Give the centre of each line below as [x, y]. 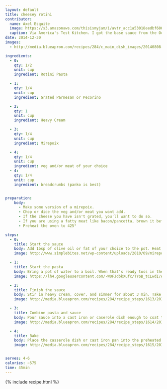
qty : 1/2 [23, 65]
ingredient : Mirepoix [36, 143]
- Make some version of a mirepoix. [56, 207]
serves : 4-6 [17, 359]
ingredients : [19, 56]
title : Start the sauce [39, 244]
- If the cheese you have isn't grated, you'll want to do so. [85, 217]
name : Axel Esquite [30, 24]
